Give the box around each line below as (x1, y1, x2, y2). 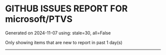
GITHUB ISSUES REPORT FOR (5, 3, 128, 14)
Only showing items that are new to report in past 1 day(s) (5, 39, 123, 45)
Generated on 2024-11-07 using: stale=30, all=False (5, 30, 111, 36)
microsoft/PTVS (5, 13, 73, 25)
